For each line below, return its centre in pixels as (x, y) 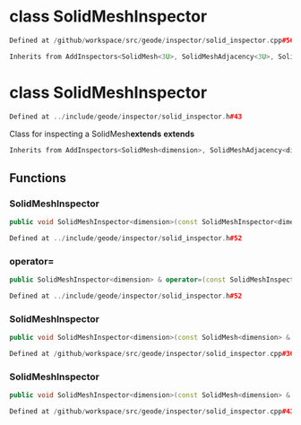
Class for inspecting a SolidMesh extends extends (102, 134)
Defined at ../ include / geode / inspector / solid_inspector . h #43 (126, 117)
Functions (38, 178)
